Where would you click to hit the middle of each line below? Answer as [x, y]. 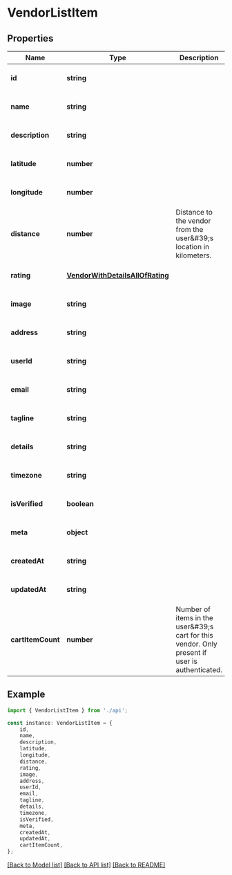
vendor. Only [196, 644]
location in [193, 247]
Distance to [194, 212]
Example [26, 695]
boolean [80, 504]
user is [187, 661]
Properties [30, 38]
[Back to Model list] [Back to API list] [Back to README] [86, 865]
